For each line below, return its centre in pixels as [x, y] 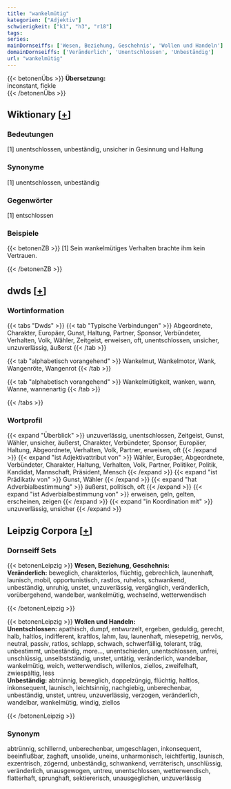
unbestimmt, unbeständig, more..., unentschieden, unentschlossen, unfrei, [113, 651]
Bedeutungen [30, 134]
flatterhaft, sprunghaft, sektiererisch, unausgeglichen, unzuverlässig [104, 778]
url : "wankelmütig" [35, 59]
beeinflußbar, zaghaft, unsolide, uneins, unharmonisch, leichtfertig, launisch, [116, 756]
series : [18, 39]
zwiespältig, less [31, 673]
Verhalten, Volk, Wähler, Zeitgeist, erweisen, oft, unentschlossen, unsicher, [113, 340]
